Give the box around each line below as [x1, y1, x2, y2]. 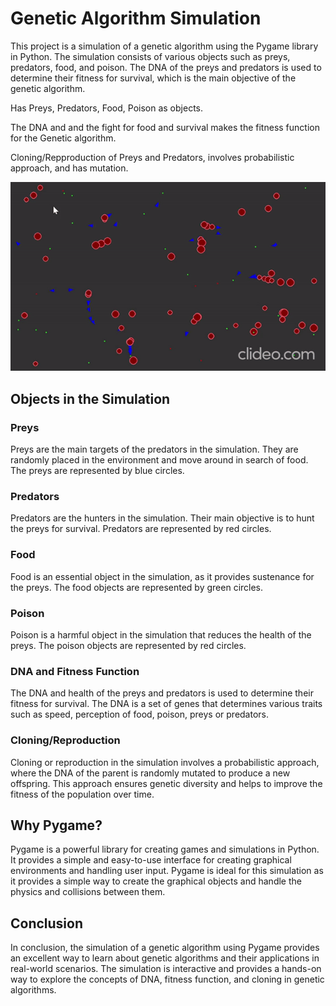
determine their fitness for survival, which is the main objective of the [10, 72, 297, 84]
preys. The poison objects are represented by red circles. [10, 639, 247, 651]
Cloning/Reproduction [10, 733, 121, 747]
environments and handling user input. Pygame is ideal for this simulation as [10, 865, 324, 877]
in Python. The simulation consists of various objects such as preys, [10, 50, 291, 62]
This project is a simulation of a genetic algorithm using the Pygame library [10, 40, 319, 52]
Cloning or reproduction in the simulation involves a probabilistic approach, [10, 756, 320, 768]
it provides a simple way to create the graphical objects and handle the [10, 875, 302, 887]
